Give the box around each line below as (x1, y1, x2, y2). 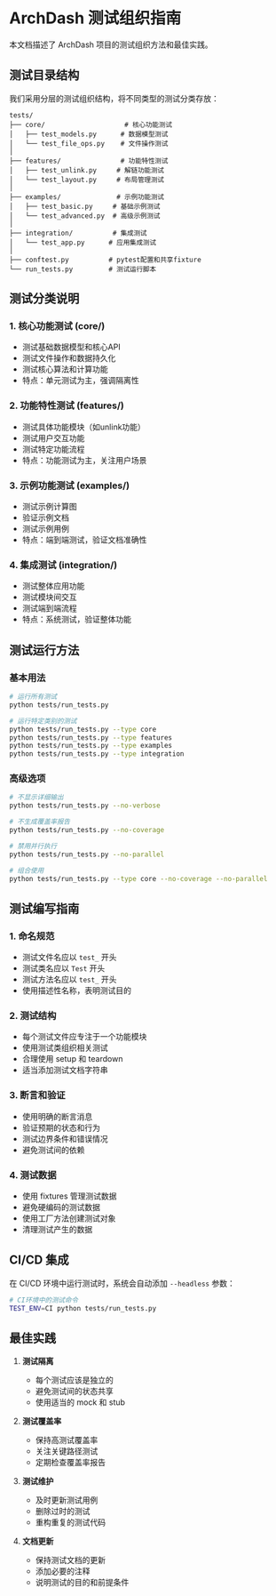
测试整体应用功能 (21, 581, 85, 591)
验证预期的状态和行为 (21, 1122, 100, 1133)
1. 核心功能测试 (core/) (9, 320, 106, 333)
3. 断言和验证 (9, 1089, 66, 1102)
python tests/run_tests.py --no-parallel (9, 850, 165, 859)
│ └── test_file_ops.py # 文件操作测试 (9, 139, 169, 148)
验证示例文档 (21, 512, 69, 523)
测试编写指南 (9, 901, 80, 916)
